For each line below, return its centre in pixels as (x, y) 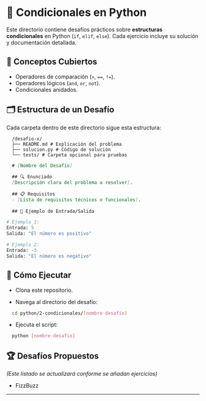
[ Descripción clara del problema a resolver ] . (72, 183)
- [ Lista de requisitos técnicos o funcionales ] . (76, 200)
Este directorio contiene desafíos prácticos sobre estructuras (85, 29)
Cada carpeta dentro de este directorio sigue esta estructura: (84, 128)
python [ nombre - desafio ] (44, 336)
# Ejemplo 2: (23, 245)
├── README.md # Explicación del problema (67, 144)
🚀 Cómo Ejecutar (39, 275)
